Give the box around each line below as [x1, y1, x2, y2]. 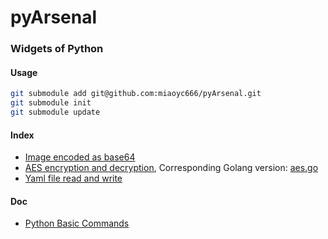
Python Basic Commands [24, 217, 130, 230]
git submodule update [10, 107, 101, 118]
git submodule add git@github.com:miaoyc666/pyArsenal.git [10, 89, 262, 99]
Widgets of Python [10, 42, 104, 56]
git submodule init [10, 98, 92, 108]
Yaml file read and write [24, 172, 123, 185]
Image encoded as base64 [24, 151, 136, 163]
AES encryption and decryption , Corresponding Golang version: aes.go [24, 162, 319, 174]
